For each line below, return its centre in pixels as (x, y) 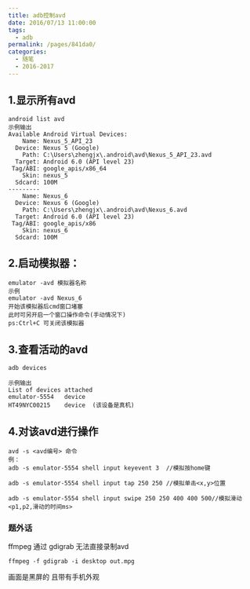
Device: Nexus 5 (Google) (58, 148)
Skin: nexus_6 (45, 230)
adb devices (27, 368)
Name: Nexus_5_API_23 (57, 141)
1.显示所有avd (42, 100)
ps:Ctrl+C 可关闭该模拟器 (46, 324)
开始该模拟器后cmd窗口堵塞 (46, 307)
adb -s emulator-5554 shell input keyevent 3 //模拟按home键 (109, 468)
